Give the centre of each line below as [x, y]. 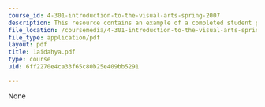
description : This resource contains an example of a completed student [130, 23]
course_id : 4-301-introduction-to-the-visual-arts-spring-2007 [114, 15]
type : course [30, 60]
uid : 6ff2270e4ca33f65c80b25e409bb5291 [74, 67]
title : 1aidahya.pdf [42, 52]
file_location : [33, 30]
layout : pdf [28, 45]
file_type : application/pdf [54, 37]
